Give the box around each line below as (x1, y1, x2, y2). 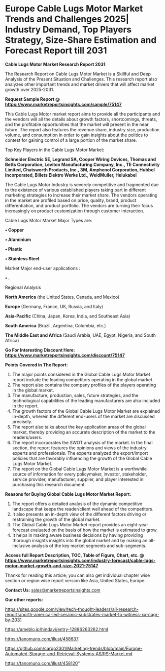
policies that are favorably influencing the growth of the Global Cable (12, 455, 153, 461)
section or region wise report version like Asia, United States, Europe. (5, 577, 146, 583)
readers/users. (12, 434, 42, 440)
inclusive (12, 543, 31, 549)
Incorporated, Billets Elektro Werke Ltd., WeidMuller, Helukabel (5, 172, 137, 178)
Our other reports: (5, 596, 43, 602)
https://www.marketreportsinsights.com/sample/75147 (5, 101, 122, 107)
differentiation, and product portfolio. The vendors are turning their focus (5, 202, 153, 208)
